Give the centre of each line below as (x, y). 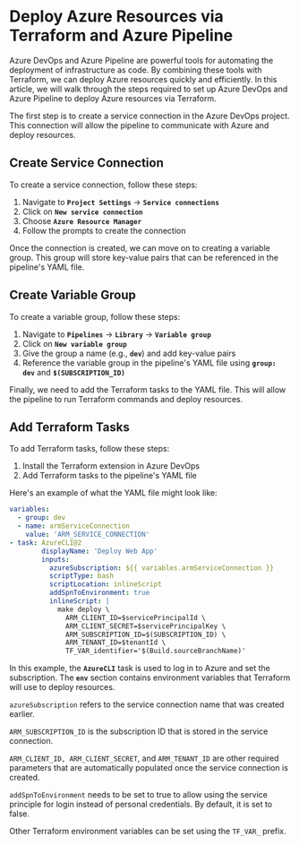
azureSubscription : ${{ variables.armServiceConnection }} (162, 568)
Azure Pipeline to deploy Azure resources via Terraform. (113, 98)
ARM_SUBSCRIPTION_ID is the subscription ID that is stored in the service (139, 731)
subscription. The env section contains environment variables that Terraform (150, 677)
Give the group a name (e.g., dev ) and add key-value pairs (129, 353)
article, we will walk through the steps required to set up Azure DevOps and (149, 89)
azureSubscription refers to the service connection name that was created (147, 704)
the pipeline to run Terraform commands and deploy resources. (126, 399)
